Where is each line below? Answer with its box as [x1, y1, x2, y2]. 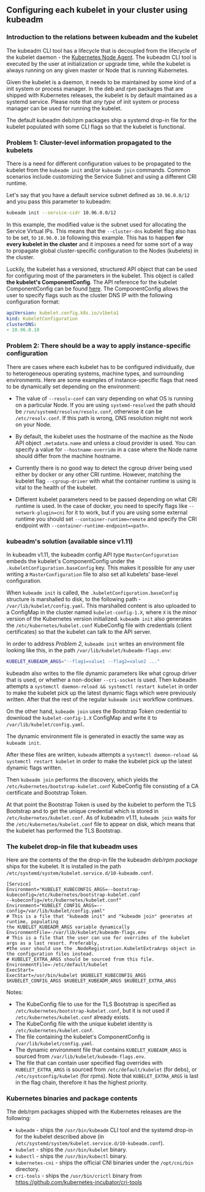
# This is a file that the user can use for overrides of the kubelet [6, 935, 190, 941]
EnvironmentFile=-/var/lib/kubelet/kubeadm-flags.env [6, 930, 147, 936]
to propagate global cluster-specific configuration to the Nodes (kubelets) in [6, 247, 199, 254]
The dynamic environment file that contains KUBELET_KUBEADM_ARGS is [15, 1046, 187, 1054]
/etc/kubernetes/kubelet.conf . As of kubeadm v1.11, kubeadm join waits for [6, 814, 196, 821]
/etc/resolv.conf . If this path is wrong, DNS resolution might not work [15, 414, 193, 421]
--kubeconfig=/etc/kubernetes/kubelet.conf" [6, 897, 122, 903]
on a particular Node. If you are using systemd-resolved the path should [15, 401, 196, 408]
